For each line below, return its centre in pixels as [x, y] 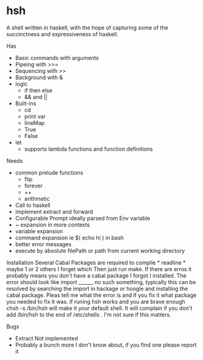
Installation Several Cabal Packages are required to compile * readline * [96, 262]
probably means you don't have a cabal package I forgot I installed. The [97, 276]
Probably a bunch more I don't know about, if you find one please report [106, 345]
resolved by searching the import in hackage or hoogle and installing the [97, 288]
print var [35, 116]
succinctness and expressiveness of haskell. [62, 34]
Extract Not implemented [46, 338]
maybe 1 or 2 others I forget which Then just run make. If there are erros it [99, 269]
